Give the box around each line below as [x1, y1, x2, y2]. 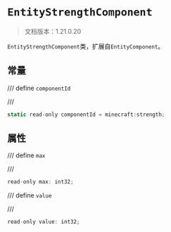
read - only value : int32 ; [7, 219, 80, 226]
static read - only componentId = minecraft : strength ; [7, 111, 165, 118]
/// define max [7, 151, 46, 160]
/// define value [7, 191, 52, 200]
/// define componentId [7, 84, 71, 92]
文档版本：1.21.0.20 [24, 27, 82, 35]
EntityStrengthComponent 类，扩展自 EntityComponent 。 [7, 41, 165, 51]
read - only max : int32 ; [7, 179, 74, 186]
